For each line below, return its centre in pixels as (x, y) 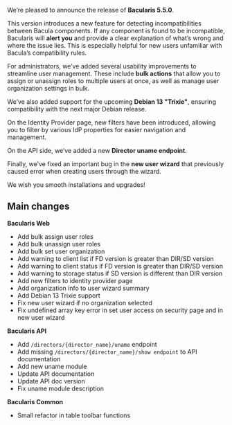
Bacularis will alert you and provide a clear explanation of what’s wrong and (115, 38)
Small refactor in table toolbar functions (74, 415)
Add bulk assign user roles (55, 236)
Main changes (38, 207)
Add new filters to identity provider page (75, 280)
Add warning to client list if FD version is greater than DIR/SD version (115, 258)
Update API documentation (56, 374)
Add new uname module (52, 366)
